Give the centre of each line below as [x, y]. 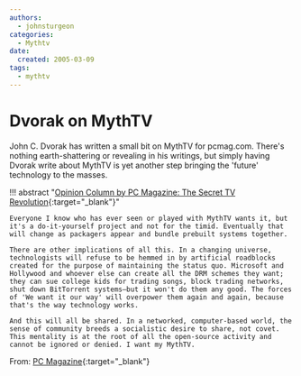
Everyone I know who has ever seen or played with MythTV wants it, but [149, 218]
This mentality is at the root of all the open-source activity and [141, 336]
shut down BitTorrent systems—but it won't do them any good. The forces [151, 289]
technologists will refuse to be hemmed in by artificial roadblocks [143, 258]
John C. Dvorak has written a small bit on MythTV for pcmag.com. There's [147, 146]
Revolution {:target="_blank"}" [64, 202]
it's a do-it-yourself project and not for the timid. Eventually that [146, 226]
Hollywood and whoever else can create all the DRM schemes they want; [146, 273]
